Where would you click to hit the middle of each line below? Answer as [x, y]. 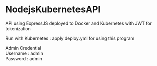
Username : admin [24, 53]
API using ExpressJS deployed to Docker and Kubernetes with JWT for [79, 23]
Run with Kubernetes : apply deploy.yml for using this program [70, 38]
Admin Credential [23, 48]
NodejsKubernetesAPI [53, 9]
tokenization [18, 28]
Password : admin [24, 58]
